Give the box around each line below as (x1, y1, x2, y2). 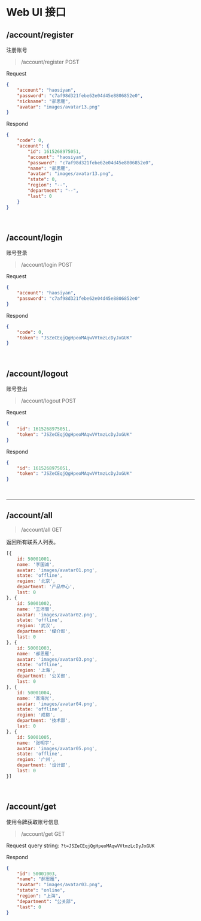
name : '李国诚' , (17, 561, 55, 567)
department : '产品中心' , (17, 584, 75, 590)
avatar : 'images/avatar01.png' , (17, 567, 98, 573)
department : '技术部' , (17, 718, 71, 724)
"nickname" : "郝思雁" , (17, 98, 71, 104)
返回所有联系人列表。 (6, 538, 59, 546)
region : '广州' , (17, 757, 56, 763)
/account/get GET (20, 830, 65, 837)
